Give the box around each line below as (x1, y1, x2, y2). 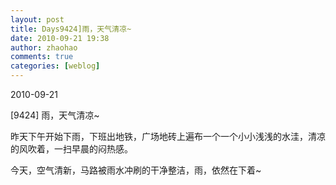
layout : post (10, 14, 65, 25)
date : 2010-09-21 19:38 (10, 33, 110, 43)
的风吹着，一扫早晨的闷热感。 (10, 143, 133, 155)
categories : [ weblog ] (10, 61, 101, 71)
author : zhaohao (10, 42, 78, 53)
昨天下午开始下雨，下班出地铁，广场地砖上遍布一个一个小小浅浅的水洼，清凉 (10, 131, 326, 142)
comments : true (10, 52, 74, 62)
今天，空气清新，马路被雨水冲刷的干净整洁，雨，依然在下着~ (10, 164, 262, 176)
